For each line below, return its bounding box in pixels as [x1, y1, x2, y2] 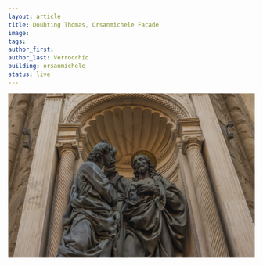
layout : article [8, 13, 61, 20]
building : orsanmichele [8, 63, 86, 70]
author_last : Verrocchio [8, 54, 89, 62]
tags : [8, 38, 26, 45]
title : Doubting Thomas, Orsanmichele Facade [8, 20, 159, 29]
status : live [8, 70, 51, 78]
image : [8, 29, 30, 37]
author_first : [8, 45, 55, 54]
